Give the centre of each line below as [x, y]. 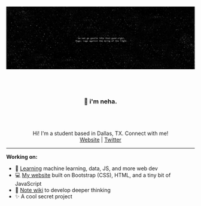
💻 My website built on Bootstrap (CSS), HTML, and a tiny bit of [93, 175]
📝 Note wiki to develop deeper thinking [63, 190]
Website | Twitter [100, 139]
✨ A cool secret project [44, 196]
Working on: [22, 156]
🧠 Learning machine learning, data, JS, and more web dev [86, 168]
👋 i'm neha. [100, 102]
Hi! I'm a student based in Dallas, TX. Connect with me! [100, 133]
